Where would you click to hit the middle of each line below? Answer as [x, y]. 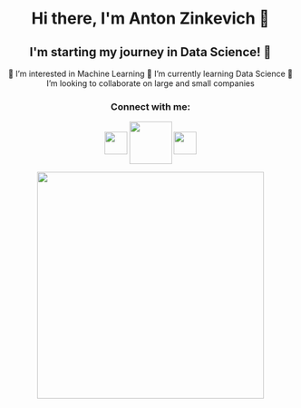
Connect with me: [150, 106]
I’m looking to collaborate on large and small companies [150, 83]
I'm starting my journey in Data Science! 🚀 [150, 52]
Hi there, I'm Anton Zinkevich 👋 [150, 19]
